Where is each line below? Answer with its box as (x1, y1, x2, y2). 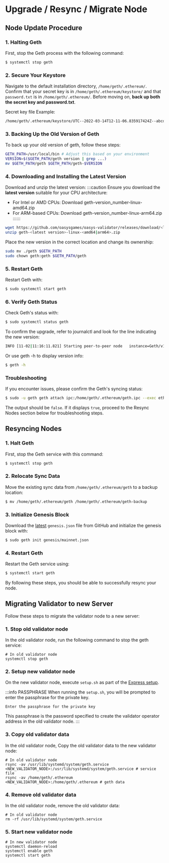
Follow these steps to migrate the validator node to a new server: (5, 613, 140, 619)
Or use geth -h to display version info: (5, 353, 84, 359)
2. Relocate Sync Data (5, 473, 60, 480)
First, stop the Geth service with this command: (5, 451, 104, 457)
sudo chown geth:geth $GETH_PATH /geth (5, 253, 87, 258)
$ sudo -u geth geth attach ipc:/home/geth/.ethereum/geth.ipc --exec (5, 396, 156, 401)
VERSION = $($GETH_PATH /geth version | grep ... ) (5, 156, 107, 161)
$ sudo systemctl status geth (5, 319, 69, 325)
